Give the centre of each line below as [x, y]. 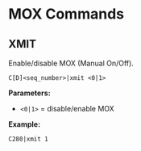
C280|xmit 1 [28, 139]
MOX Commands [66, 14]
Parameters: [29, 93]
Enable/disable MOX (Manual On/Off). [71, 63]
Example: [25, 124]
